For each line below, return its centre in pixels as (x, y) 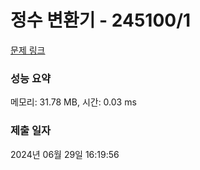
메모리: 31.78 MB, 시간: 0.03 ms (73, 102)
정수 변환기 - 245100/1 (101, 20)
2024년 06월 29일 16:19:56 (65, 154)
